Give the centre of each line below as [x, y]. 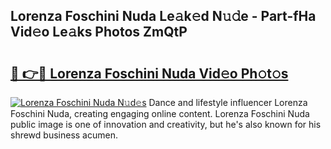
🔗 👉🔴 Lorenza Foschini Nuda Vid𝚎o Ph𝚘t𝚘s [149, 73]
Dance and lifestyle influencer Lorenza [228, 102]
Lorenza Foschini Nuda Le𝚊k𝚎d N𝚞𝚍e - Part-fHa [163, 16]
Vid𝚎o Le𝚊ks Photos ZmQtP [99, 32]
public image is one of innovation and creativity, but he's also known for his [166, 124]
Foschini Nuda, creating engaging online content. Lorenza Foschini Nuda [160, 113]
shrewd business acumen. [64, 135]
